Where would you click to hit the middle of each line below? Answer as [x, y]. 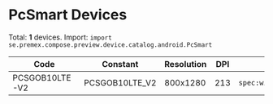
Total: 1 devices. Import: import [60, 37]
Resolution [186, 64]
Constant [120, 64]
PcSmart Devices [68, 15]
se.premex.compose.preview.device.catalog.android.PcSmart [110, 45]
